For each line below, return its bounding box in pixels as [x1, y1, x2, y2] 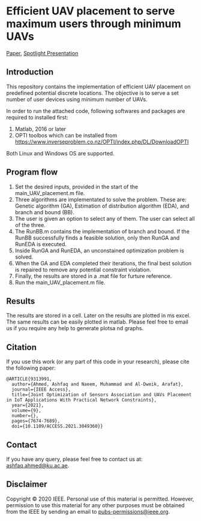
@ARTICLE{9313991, [6, 376, 52, 382]
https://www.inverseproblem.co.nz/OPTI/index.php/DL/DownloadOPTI [14, 138, 189, 145]
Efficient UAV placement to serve [6, 4, 175, 18]
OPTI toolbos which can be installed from [14, 131, 118, 139]
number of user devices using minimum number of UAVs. [6, 95, 148, 103]
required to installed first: [6, 113, 68, 121]
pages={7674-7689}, [11, 418, 61, 424]
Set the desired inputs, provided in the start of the [14, 183, 139, 190]
